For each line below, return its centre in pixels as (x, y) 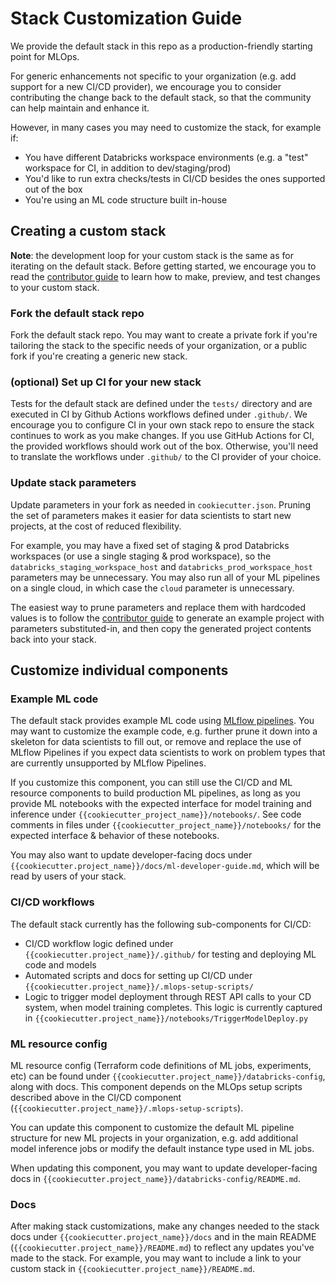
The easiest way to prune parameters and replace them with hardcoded (158, 607)
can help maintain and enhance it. (80, 108)
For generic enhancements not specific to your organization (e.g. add (153, 76)
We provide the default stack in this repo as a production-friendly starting (161, 46)
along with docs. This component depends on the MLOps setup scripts (156, 1086)
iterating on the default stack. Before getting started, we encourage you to (163, 266)
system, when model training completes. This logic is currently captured (173, 1007)
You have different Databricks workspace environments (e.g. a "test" (166, 157)
